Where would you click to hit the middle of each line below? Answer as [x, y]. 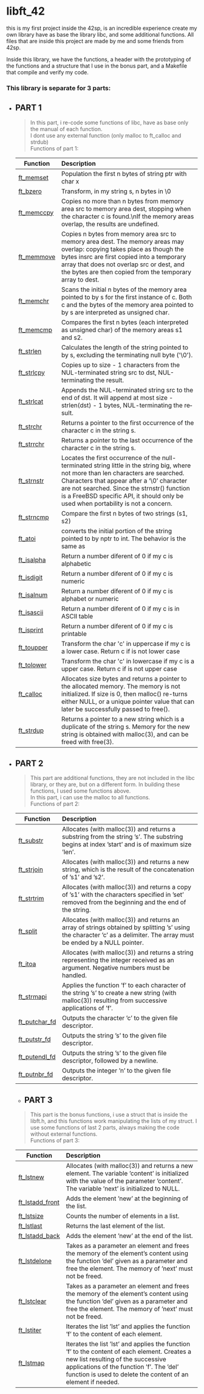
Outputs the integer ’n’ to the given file [116, 1070]
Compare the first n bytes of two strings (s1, [124, 513]
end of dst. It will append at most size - [117, 397]
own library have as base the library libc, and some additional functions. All [100, 34]
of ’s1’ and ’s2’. [83, 877]
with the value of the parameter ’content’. [124, 1181]
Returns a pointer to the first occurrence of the [127, 423]
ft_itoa [27, 964]
